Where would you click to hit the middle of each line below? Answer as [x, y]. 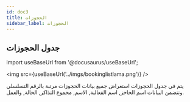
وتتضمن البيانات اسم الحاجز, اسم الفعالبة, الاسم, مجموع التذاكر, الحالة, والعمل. [95, 92]
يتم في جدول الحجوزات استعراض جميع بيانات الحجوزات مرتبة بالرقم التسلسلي [95, 86]
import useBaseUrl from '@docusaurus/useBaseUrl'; [72, 63]
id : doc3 [17, 12]
